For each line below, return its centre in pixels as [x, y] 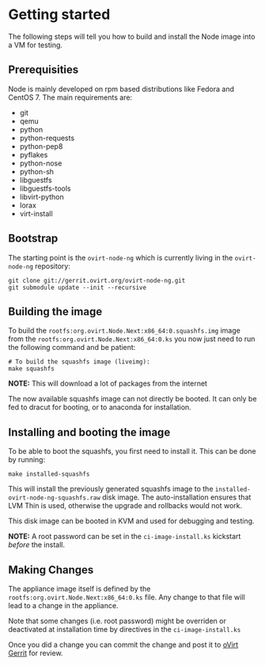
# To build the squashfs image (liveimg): [79, 362]
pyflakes [34, 154]
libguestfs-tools [45, 188]
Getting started [59, 15]
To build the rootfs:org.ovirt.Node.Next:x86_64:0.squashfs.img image [125, 331]
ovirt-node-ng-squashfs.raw [55, 498]
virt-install [36, 213]
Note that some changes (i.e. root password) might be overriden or [117, 621]
